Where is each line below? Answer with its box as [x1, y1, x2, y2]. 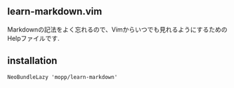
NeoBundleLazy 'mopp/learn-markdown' [7, 73, 118, 80]
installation [7, 55, 58, 67]
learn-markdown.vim [7, 6, 103, 18]
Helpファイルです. [7, 34, 60, 42]
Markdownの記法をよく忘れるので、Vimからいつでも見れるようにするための [7, 25, 228, 34]
